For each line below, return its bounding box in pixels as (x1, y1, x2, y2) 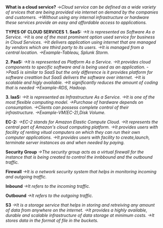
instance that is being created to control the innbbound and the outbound (5, 154, 153, 160)
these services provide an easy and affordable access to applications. (5, 19, 147, 25)
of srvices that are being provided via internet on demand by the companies (5, 9, 158, 15)
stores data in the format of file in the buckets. (5, 218, 98, 223)
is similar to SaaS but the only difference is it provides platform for (20, 69, 153, 75)
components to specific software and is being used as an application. (5, 64, 146, 70)
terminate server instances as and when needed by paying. (5, 140, 125, 145)
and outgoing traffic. (5, 174, 47, 179)
